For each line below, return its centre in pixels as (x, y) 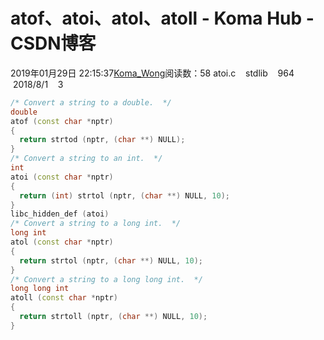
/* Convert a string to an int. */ (86, 159)
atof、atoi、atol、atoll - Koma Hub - (162, 18)
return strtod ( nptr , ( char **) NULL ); (102, 140)
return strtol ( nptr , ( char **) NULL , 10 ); (111, 260)
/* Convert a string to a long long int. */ (106, 279)
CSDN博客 (53, 43)
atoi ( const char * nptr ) (62, 177)
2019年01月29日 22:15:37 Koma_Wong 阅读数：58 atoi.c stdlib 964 (152, 73)
